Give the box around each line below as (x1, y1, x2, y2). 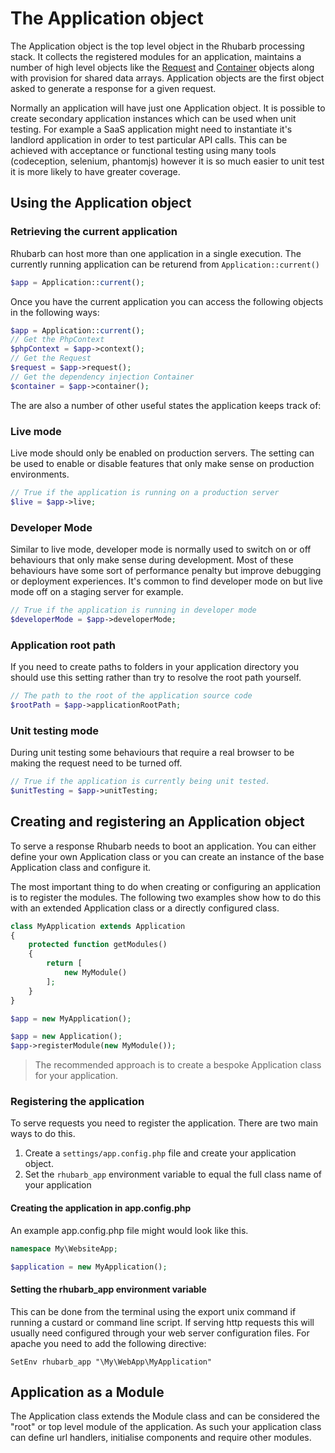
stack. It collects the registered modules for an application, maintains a (10, 50, 302, 62)
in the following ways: (10, 306, 100, 318)
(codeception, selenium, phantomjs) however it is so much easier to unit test (10, 155, 325, 167)
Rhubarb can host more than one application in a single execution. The (10, 247, 302, 259)
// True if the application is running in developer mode (10, 605, 257, 615)
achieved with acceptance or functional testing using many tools (10, 144, 277, 156)
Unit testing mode (10, 723, 100, 737)
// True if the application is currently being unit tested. (10, 777, 271, 787)
